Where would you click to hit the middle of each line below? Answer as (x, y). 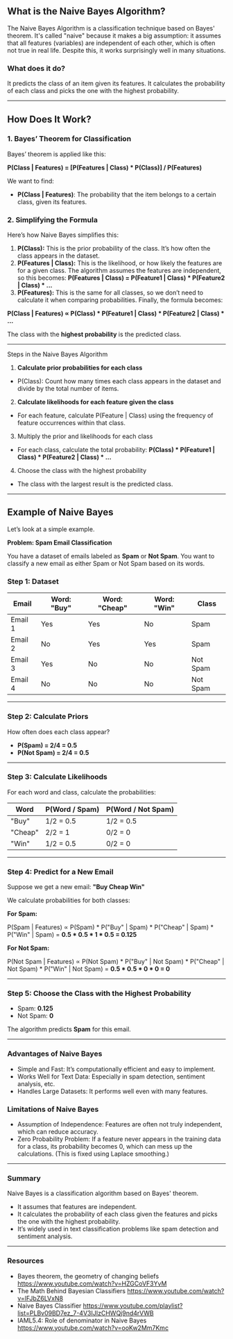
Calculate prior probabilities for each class (80, 368)
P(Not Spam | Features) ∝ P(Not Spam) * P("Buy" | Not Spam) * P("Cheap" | (116, 962)
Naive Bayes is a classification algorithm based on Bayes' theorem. (103, 1193)
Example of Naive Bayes (60, 512)
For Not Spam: (28, 948)
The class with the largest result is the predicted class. (95, 484)
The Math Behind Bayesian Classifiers (71, 1290)
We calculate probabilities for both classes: (69, 900)
